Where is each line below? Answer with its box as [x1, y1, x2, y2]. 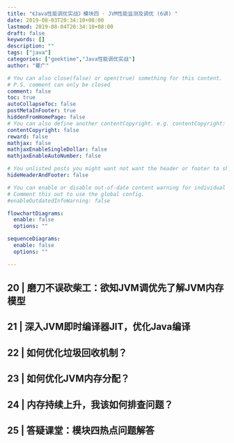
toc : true [7, 94, 36, 101]
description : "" [7, 43, 54, 50]
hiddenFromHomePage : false [7, 114, 86, 121]
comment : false [7, 88, 52, 95]
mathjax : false [7, 140, 52, 147]
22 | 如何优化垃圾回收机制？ [7, 347, 127, 359]
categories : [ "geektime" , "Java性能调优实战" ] [7, 56, 136, 63]
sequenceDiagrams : [7, 235, 61, 243]
